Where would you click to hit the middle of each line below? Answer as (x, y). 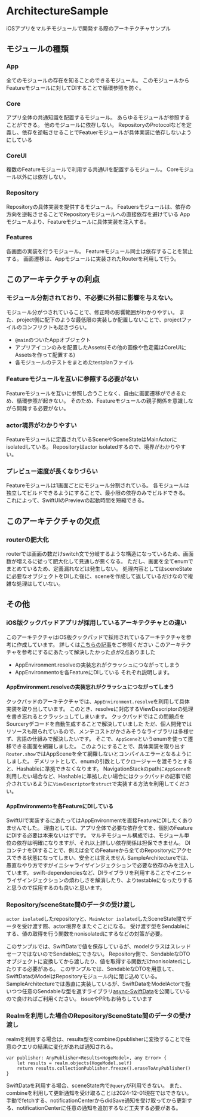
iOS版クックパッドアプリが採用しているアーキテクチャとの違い (96, 623)
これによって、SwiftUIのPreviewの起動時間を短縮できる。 (77, 500)
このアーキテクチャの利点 (53, 279)
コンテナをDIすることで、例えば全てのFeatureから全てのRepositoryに (91, 850)
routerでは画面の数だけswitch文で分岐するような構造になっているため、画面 (100, 554)
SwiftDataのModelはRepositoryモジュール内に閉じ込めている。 (83, 976)
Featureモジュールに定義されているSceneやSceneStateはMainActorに (92, 439)
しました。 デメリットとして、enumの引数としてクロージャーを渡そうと (94, 761)
